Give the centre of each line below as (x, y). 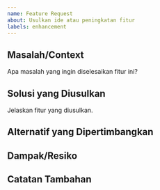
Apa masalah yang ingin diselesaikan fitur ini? (72, 72)
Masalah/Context (46, 55)
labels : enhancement (37, 26)
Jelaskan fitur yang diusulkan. (50, 110)
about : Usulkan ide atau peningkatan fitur (71, 20)
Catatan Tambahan (49, 179)
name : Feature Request (40, 14)
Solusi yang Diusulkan (56, 94)
